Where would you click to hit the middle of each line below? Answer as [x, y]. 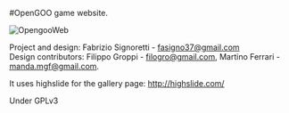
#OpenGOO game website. [59, 13]
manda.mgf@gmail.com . [54, 66]
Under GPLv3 [34, 101]
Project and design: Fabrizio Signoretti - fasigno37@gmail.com [124, 47]
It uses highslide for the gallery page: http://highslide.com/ [117, 83]
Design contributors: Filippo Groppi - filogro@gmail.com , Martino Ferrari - [145, 56]
